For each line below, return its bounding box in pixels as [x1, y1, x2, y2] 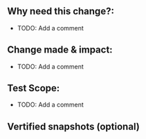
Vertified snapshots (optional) [7, 120, 140, 132]
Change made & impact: [7, 44, 113, 56]
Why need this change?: [7, 6, 114, 17]
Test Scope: [7, 82, 60, 94]
